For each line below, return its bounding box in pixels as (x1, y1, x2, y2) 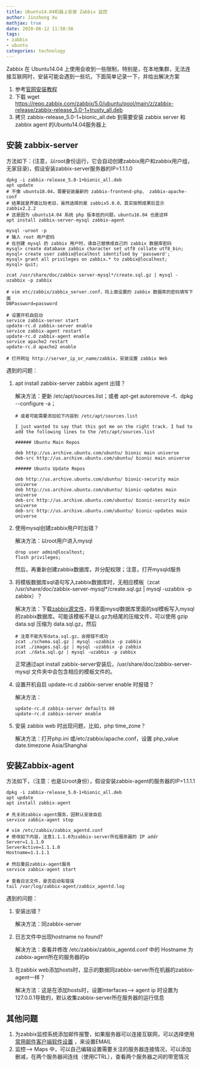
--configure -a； (14, 399, 56, 407)
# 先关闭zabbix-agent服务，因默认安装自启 (6, 812, 102, 818)
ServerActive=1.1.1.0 (6, 845, 61, 851)
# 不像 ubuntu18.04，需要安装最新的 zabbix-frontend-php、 (6, 188, 147, 194)
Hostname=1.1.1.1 (6, 849, 50, 856)
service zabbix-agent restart (6, 328, 82, 334)
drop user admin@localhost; (14, 549, 85, 555)
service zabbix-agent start (6, 867, 77, 873)
